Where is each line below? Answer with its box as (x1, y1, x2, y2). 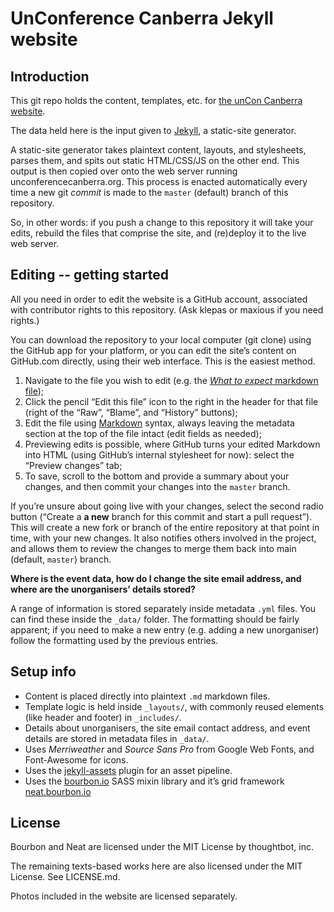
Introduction (10, 68, 90, 85)
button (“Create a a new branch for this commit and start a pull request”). (10, 510, 313, 522)
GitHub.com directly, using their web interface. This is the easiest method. (10, 355, 316, 367)
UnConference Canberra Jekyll (10, 7, 274, 30)
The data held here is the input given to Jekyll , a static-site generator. (10, 125, 297, 136)
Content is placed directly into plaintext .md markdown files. (24, 690, 271, 702)
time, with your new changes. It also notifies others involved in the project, (10, 532, 317, 544)
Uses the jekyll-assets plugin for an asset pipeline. (24, 764, 233, 776)
